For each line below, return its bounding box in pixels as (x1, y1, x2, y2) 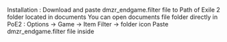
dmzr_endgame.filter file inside (7, 27, 94, 35)
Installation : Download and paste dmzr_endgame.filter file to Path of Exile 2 (7, 6, 221, 14)
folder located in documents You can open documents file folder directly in (7, 13, 218, 21)
